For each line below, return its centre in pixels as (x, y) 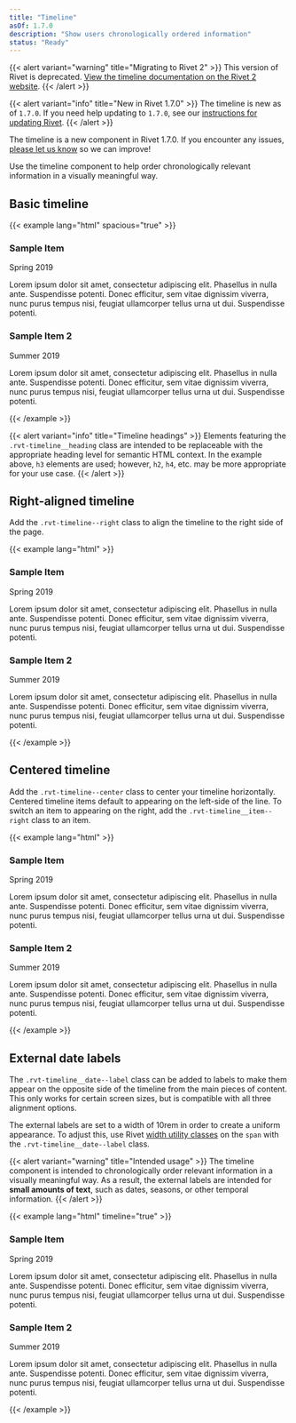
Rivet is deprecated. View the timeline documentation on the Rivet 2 (133, 77)
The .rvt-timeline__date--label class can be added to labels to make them (148, 1080)
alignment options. (43, 1108)
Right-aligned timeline (72, 502)
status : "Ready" (39, 42)
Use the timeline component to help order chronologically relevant (130, 166)
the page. (27, 532)
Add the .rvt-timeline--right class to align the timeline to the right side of (146, 523)
